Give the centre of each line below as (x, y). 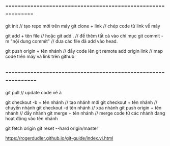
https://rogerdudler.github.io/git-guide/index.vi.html (59, 138)
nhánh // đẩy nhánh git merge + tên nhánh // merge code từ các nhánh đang (85, 113)
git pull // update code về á (34, 92)
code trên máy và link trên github (40, 56)
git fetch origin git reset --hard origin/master (52, 128)
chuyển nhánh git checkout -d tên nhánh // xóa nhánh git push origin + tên (83, 107)
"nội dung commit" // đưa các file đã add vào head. (64, 41)
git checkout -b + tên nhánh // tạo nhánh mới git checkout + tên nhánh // (81, 102)
